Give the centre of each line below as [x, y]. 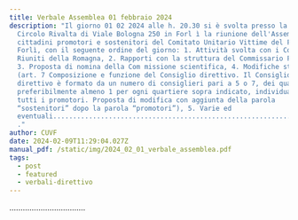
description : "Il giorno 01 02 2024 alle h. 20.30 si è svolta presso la [149, 26]
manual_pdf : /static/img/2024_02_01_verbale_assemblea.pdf [121, 149]
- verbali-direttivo [55, 183]
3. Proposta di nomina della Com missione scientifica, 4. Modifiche [148, 67]
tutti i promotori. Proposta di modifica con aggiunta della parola [146, 100]
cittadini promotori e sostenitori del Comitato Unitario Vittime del [150, 42]
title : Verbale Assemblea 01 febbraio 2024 [91, 17]
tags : [19, 157]
